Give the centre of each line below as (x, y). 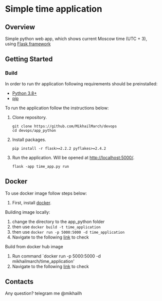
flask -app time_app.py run (40, 166)
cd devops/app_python (34, 130)
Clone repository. (29, 117)
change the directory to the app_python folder (58, 221)
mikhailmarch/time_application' (43, 261)
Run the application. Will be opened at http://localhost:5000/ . (73, 158)
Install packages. (29, 140)
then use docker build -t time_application (56, 227)
